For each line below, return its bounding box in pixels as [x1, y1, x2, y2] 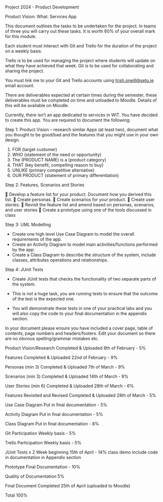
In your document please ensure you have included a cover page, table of [5, 325, 153, 331]
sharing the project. [5, 68, 45, 74]
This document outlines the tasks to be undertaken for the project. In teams [5, 23, 157, 29]
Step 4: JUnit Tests [5, 266, 44, 272]
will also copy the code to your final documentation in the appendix [12, 310, 147, 316]
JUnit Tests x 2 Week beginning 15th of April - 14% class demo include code [5, 449, 158, 455]
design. [5, 137, 20, 143]
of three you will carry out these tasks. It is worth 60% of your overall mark [5, 28, 156, 34]
